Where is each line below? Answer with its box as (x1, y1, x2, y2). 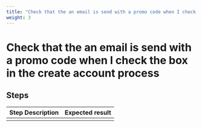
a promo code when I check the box (6, 53, 189, 67)
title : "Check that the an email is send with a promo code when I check (6, 8, 197, 15)
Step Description (9, 108, 59, 117)
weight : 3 (6, 15, 31, 21)
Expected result (64, 108, 112, 117)
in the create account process (6, 66, 160, 80)
